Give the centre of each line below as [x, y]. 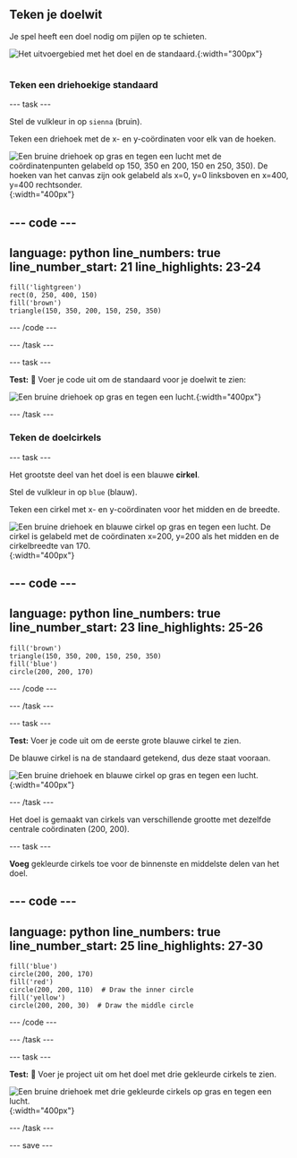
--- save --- [31, 1145]
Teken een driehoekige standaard [84, 84]
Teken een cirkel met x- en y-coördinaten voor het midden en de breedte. [144, 509]
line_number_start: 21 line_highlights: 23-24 [135, 266]
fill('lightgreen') [46, 287]
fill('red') [31, 982]
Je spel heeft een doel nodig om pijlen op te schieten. [108, 36]
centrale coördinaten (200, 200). [69, 828]
